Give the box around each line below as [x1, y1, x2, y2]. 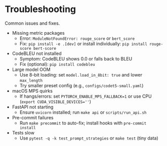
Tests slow [12, 129, 35, 135]
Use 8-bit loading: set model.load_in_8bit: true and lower [19, 71, 143, 78]
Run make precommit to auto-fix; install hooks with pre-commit [19, 120, 147, 126]
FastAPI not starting [12, 104, 54, 110]
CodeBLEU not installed [12, 50, 62, 56]
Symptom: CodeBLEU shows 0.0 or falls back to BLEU [19, 55, 133, 61]
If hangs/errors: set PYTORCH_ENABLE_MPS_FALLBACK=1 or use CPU [19, 93, 152, 99]
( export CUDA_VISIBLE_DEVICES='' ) [19, 98, 92, 104]
